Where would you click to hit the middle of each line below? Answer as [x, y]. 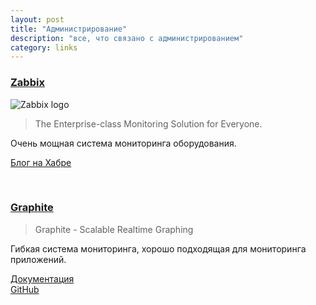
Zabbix [27, 83]
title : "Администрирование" [69, 29]
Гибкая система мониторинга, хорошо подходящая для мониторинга [158, 248]
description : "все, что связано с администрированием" [127, 38]
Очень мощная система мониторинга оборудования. [123, 143]
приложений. [38, 259]
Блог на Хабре [41, 162]
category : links [44, 47]
